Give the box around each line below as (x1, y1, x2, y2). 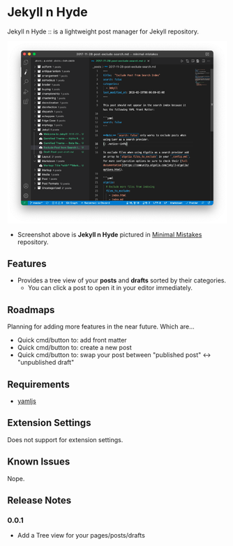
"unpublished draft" (17, 358, 75, 367)
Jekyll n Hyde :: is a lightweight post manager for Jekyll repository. (7, 27, 200, 36)
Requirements (7, 378, 70, 390)
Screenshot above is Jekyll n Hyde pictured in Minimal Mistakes (17, 230, 202, 238)
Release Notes (7, 494, 72, 506)
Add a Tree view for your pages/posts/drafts (17, 531, 145, 540)
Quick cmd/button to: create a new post (17, 343, 133, 352)
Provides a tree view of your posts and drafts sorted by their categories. (17, 276, 227, 285)
